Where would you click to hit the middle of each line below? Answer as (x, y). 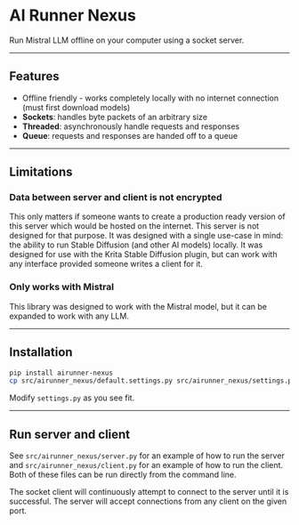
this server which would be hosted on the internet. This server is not (134, 226)
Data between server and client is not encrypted (116, 198)
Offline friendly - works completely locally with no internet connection (150, 98)
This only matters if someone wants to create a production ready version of (148, 217)
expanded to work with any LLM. (69, 316)
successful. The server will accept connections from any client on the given (148, 501)
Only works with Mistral (61, 287)
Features (34, 77)
